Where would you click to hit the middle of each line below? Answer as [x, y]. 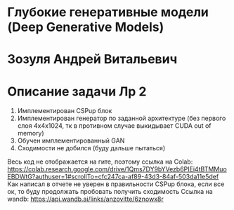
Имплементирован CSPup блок [65, 111]
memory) [31, 133]
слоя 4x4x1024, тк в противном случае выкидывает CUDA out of [115, 126]
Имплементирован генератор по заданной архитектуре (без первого [122, 118]
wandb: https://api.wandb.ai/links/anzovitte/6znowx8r [85, 199]
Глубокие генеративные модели [108, 12]
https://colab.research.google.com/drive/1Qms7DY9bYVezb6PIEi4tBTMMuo [117, 169]
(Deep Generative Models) [86, 27]
